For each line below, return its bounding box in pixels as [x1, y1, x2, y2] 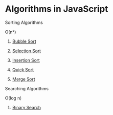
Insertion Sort [12, 57, 40, 63]
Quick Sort [12, 67, 34, 73]
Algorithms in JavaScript [5, 3, 109, 15]
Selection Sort [12, 48, 41, 54]
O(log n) [5, 95, 22, 101]
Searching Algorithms [5, 85, 49, 91]
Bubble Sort [12, 38, 37, 44]
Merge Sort [12, 76, 35, 82]
